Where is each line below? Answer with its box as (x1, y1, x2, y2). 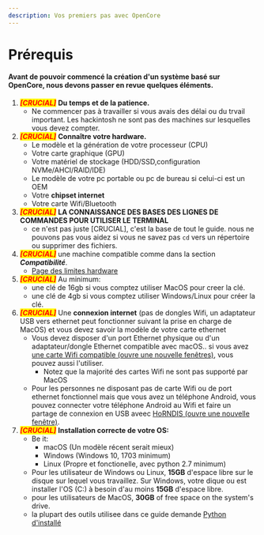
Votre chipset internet (31, 190, 105, 200)
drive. (31, 501, 51, 511)
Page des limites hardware (31, 266, 119, 276)
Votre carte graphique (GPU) (31, 149, 125, 158)
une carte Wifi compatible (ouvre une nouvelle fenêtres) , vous (31, 350, 234, 360)
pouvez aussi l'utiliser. (31, 359, 104, 368)
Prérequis (8, 45, 74, 63)
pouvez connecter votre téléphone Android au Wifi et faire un (31, 401, 232, 410)
